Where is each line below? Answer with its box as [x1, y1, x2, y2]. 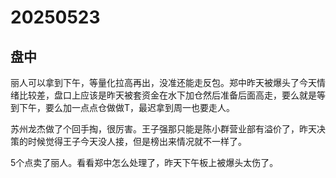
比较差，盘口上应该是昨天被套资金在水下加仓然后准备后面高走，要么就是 [18, 89, 317, 101]
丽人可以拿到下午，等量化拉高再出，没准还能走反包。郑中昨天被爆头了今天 [10, 77, 317, 88]
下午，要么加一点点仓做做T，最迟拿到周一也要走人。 [18, 102, 236, 113]
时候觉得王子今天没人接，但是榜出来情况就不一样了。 [27, 136, 247, 147]
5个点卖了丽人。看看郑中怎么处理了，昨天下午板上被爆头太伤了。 [10, 157, 279, 168]
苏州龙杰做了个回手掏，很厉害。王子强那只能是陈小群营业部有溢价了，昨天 [10, 123, 317, 135]
